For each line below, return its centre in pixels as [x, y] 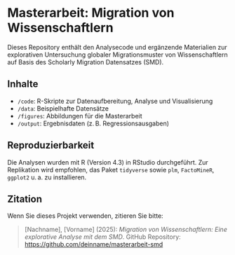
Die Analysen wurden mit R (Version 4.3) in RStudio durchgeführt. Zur [108, 162]
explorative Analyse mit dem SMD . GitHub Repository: [102, 237]
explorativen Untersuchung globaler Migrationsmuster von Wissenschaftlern [117, 55]
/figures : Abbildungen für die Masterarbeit [80, 116]
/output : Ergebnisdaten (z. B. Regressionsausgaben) [93, 123]
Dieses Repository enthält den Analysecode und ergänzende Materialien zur [117, 47]
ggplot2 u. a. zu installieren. [47, 177]
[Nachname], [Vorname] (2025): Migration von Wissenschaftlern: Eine [126, 230]
